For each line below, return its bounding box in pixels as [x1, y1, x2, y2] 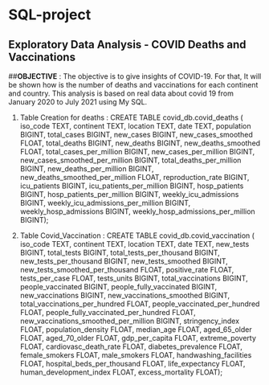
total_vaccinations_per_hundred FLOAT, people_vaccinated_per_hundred [19, 299, 260, 309]
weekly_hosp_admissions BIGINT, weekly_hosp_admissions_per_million [19, 207, 255, 216]
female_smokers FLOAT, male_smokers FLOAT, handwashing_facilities [19, 350, 252, 359]
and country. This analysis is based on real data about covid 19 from [8, 88, 234, 98]
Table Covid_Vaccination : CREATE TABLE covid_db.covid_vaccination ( [19, 231, 255, 240]
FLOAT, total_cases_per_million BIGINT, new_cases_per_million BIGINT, [19, 147, 255, 156]
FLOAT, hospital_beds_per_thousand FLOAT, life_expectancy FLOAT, [19, 359, 246, 368]
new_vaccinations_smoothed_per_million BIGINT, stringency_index [19, 316, 239, 326]
